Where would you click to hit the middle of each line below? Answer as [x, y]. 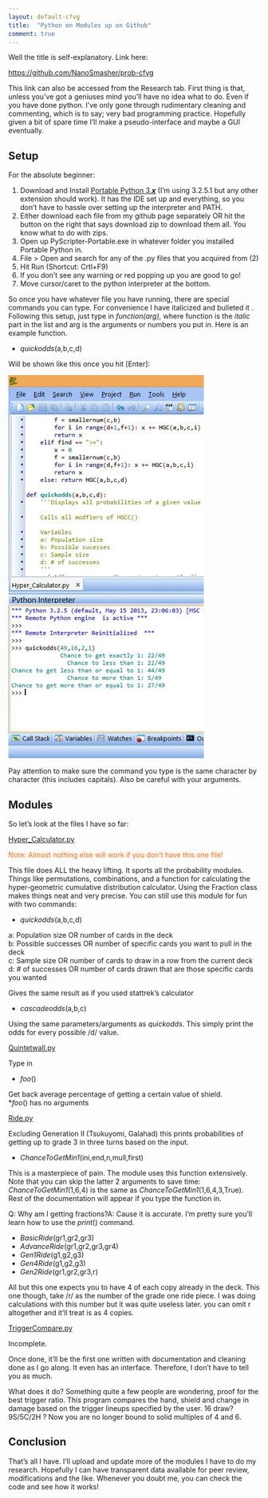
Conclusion [37, 1442]
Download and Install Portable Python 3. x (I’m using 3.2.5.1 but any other [139, 191]
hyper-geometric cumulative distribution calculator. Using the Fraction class [133, 887]
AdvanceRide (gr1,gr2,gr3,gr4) [69, 1246]
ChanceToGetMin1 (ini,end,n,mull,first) [81, 1158]
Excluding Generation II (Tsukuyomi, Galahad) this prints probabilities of [126, 1134]
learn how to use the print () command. [71, 1222]
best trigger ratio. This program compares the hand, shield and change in [129, 1400]
